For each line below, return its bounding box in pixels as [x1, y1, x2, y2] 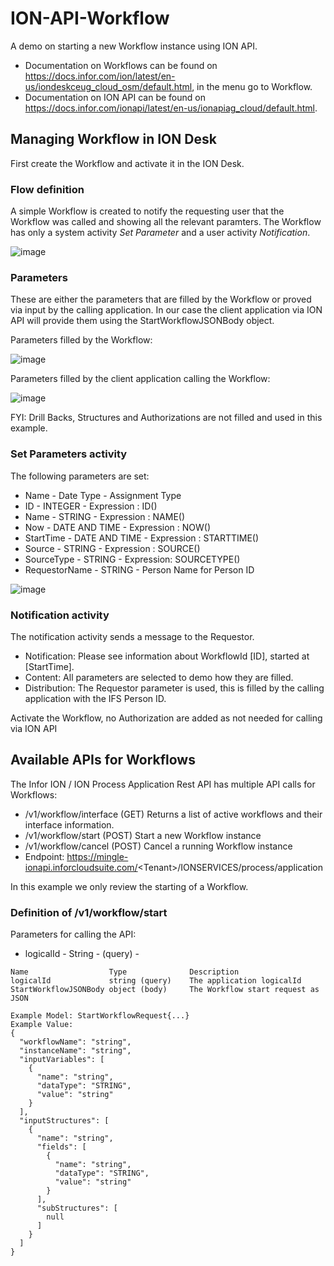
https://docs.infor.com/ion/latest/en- [24, 70, 176, 82]
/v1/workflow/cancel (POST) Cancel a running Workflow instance [24, 840, 293, 852]
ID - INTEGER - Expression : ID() [24, 500, 158, 512]
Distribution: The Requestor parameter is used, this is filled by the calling [24, 682, 325, 694]
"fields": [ [36, 1142, 87, 1152]
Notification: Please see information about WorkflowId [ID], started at [24, 650, 310, 662]
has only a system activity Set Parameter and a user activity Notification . [10, 227, 311, 239]
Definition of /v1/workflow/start [10, 905, 168, 919]
